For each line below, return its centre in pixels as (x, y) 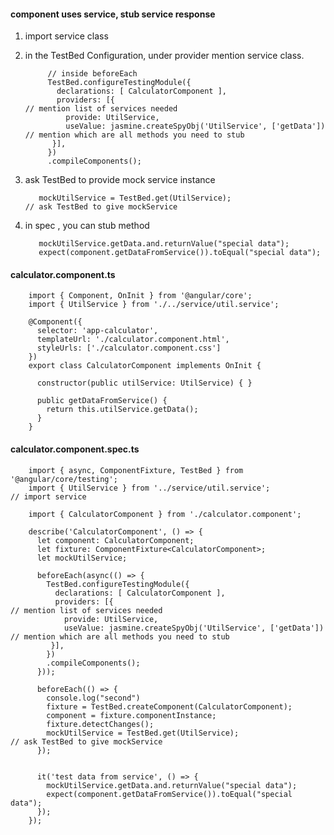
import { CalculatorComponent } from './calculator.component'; (165, 514)
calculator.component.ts (63, 274)
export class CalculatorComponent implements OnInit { (145, 366)
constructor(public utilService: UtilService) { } (144, 383)
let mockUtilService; (82, 558)
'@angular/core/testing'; (64, 479)
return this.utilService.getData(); (122, 410)
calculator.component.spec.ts (75, 449)
